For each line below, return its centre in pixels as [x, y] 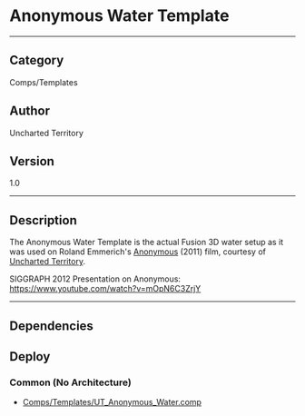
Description [43, 220]
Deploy [30, 357]
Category [37, 60]
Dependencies [51, 326]
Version [32, 161]
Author [30, 111]
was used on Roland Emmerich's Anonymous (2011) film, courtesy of [138, 252]
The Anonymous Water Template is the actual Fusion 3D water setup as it [147, 243]
